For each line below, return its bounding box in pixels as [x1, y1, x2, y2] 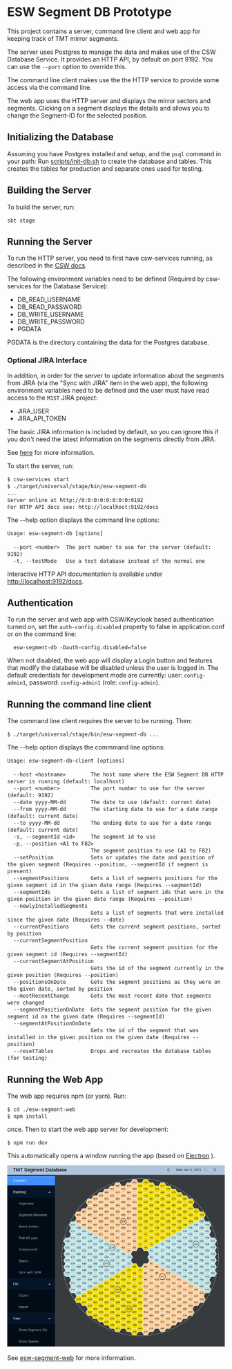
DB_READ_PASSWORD [17, 303, 82, 311]
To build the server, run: [7, 203, 75, 211]
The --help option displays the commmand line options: [7, 743, 166, 752]
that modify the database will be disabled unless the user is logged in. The [7, 664, 219, 672]
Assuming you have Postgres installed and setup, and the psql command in [7, 149, 222, 158]
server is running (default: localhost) [7, 779, 126, 785]
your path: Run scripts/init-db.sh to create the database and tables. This [7, 157, 212, 165]
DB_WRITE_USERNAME [17, 310, 84, 319]
